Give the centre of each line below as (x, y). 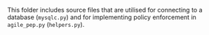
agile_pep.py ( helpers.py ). (46, 24)
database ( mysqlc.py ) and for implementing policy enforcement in (102, 17)
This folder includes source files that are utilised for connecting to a (105, 10)
